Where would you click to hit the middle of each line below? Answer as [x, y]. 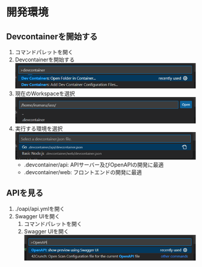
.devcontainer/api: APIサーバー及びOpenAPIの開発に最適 [94, 165]
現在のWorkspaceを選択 [45, 93]
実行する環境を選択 [39, 128]
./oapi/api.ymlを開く [40, 209]
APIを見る [25, 193]
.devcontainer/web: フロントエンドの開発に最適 [83, 172]
